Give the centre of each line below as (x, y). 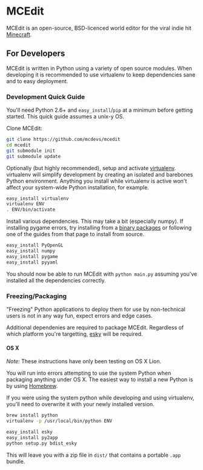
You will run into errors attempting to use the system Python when (89, 373)
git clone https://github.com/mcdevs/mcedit (63, 140)
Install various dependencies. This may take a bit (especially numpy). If (95, 221)
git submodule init (31, 151)
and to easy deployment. (37, 81)
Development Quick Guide (46, 97)
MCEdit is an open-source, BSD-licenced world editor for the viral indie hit (99, 28)
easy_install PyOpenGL (35, 245)
